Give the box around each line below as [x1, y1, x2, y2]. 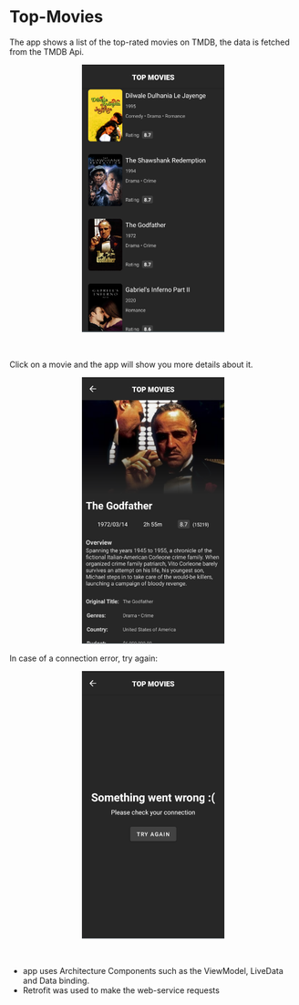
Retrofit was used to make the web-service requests [22, 984, 221, 996]
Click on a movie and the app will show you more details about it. [9, 359, 253, 371]
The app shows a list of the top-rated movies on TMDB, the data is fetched [9, 37, 290, 47]
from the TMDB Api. [9, 46, 85, 57]
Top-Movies [9, 6, 103, 27]
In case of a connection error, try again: [9, 653, 158, 664]
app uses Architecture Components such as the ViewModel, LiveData [22, 965, 284, 976]
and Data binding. [22, 975, 89, 986]
